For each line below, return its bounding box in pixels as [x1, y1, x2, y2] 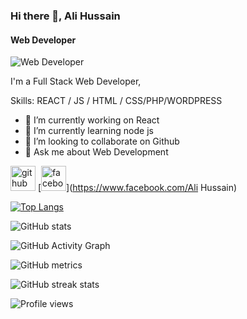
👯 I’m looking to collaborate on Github [24, 135, 180, 148]
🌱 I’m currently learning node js [24, 125, 154, 137]
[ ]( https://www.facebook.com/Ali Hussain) [37, 182, 238, 194]
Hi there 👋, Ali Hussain [10, 9, 121, 23]
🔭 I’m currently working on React [24, 114, 160, 126]
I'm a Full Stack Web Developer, [10, 75, 142, 88]
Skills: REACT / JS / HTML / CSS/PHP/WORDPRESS [10, 95, 223, 107]
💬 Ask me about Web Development [24, 146, 169, 158]
